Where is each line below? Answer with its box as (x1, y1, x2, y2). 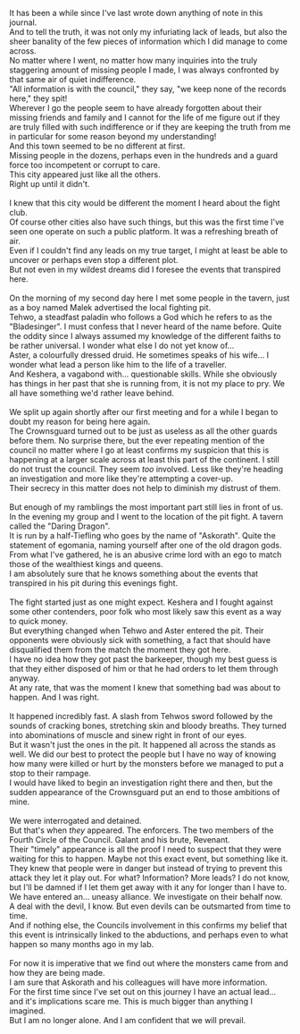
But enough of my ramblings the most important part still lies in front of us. (9, 502, 284, 513)
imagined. (9, 1005, 46, 1016)
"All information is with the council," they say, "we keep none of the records (9, 84, 287, 94)
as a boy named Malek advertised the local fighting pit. (9, 302, 212, 312)
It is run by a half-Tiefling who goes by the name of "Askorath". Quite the (9, 530, 277, 540)
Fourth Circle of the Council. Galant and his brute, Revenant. (9, 835, 230, 844)
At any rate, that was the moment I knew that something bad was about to (9, 682, 281, 692)
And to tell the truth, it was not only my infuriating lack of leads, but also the (9, 27, 287, 37)
